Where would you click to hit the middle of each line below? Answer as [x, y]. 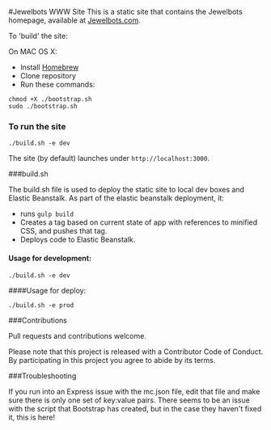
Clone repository [48, 76]
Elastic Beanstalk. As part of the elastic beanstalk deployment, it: [116, 198]
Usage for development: [50, 258]
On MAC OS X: [33, 51]
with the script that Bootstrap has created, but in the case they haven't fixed [135, 408]
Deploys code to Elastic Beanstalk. [78, 240]
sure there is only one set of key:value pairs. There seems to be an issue [129, 400]
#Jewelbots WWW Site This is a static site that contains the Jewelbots [125, 12]
